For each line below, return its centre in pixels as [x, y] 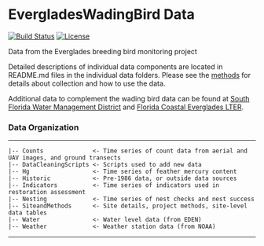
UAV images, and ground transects [65, 158]
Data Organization [44, 127]
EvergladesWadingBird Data [101, 15]
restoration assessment [47, 193]
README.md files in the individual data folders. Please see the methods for [130, 75]
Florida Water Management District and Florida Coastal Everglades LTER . [126, 107]
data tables [27, 213]
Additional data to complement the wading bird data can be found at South [129, 98]
